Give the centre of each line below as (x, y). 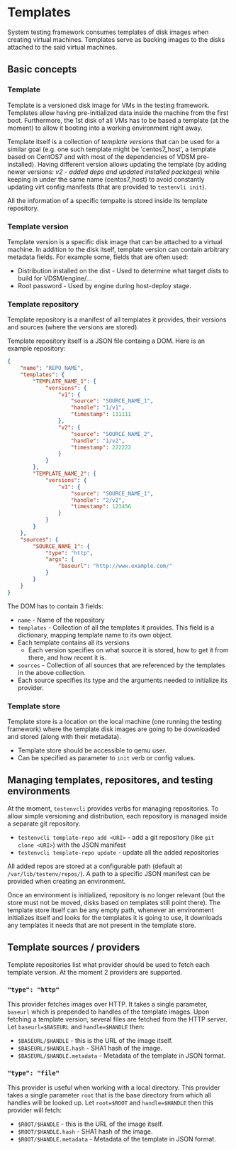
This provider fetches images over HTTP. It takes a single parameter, (107, 1004)
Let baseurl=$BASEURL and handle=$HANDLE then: (76, 1026)
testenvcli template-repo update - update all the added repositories (118, 852)
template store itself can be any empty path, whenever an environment (111, 910)
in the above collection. (52, 672)
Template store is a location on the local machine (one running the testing (114, 722)
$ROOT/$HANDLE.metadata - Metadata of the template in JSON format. (117, 1139)
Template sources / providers (74, 947)
